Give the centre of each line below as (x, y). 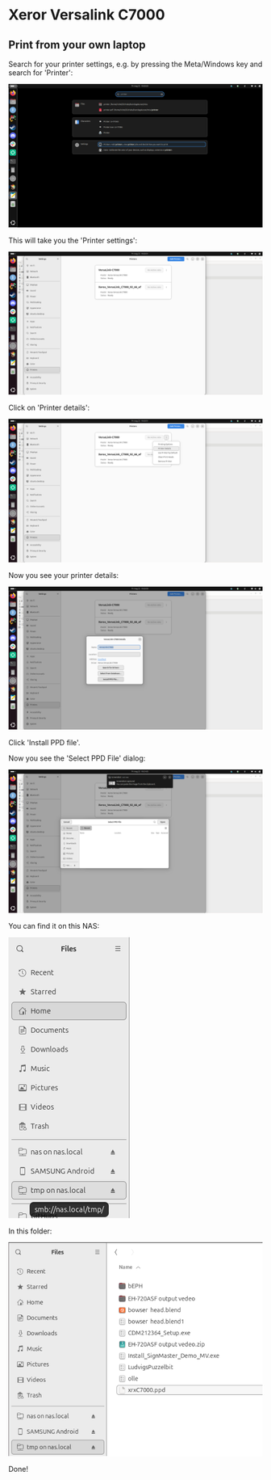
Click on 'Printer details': (49, 407)
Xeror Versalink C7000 (87, 15)
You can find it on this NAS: (54, 926)
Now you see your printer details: (64, 575)
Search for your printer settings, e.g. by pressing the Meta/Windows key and (135, 64)
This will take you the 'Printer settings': (73, 240)
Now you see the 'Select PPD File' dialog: (77, 758)
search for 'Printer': (41, 73)
